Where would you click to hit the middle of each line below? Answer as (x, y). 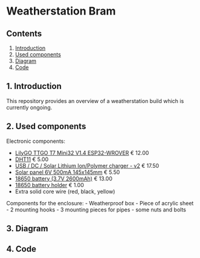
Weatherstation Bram (61, 11)
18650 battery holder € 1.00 (50, 185)
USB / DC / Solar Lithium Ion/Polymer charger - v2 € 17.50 (87, 165)
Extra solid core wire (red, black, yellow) (65, 191)
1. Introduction (34, 86)
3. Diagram (27, 229)
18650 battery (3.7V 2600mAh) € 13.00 (64, 178)
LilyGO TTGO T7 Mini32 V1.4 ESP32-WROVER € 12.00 (82, 153)
